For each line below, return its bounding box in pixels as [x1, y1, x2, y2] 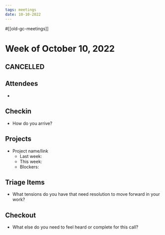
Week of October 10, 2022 [5, 43, 115, 54]
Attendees [5, 79, 38, 88]
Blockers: [19, 163, 39, 169]
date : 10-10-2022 [5, 12, 41, 17]
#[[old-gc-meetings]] [5, 25, 49, 31]
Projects [5, 135, 32, 143]
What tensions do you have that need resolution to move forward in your [12, 191, 160, 197]
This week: [19, 158, 42, 164]
